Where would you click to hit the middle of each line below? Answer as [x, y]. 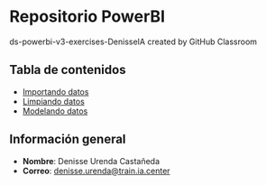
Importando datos [55, 91]
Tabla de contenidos [68, 70]
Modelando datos [55, 111]
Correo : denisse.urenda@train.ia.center [96, 171]
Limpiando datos [54, 101]
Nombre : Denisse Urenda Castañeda [91, 161]
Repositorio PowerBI [87, 17]
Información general [68, 139]
